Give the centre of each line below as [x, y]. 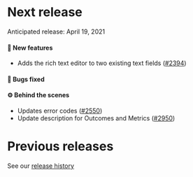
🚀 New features [30, 48]
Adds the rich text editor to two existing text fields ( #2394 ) [102, 63]
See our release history [41, 166]
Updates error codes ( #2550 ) [60, 111]
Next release [45, 12]
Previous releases [60, 147]
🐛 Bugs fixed [26, 79]
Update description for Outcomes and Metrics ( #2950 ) [96, 118]
